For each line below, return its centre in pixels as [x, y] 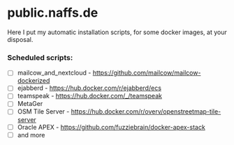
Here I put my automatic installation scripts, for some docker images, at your [117, 32]
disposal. [20, 39]
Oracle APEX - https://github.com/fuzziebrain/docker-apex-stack [111, 127]
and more [31, 135]
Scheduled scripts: [40, 57]
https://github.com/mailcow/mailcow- [147, 73]
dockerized [34, 81]
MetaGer [30, 104]
